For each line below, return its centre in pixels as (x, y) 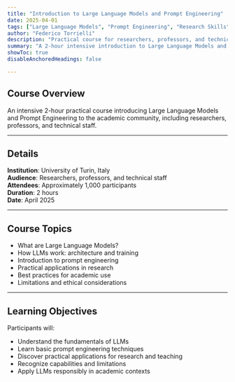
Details (23, 153)
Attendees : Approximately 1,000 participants (72, 185)
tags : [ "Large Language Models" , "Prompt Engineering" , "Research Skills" (119, 27)
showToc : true (28, 53)
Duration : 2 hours (33, 193)
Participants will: (31, 328)
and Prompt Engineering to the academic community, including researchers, (117, 118)
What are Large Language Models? (68, 246)
